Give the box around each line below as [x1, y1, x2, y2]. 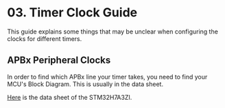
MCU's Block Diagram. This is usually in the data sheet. [7, 80, 163, 88]
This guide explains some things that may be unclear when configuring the [7, 27, 218, 36]
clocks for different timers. [7, 34, 82, 42]
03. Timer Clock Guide [7, 5, 138, 21]
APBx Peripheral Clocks [7, 55, 111, 66]
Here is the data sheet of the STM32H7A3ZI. [7, 93, 132, 101]
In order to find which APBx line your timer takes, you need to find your [7, 72, 208, 81]
